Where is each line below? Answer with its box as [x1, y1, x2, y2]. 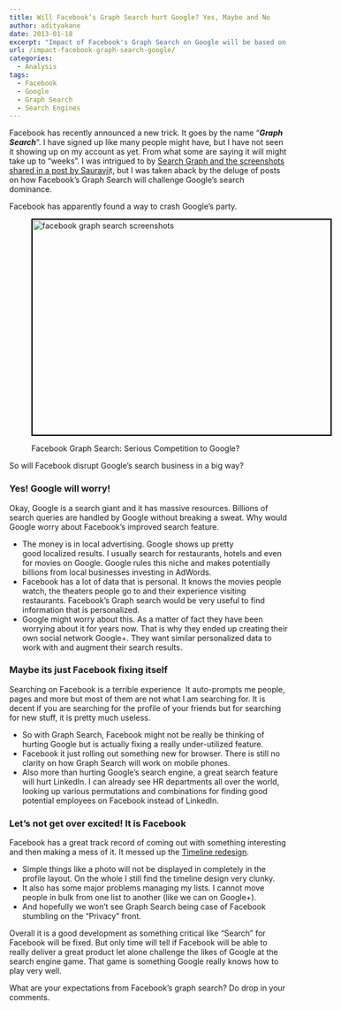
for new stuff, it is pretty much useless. [9, 712, 151, 723]
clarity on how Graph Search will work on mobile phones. [21, 757, 231, 768]
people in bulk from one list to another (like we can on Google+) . [21, 892, 257, 903]
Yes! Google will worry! [9, 483, 111, 495]
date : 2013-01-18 [9, 29, 73, 38]
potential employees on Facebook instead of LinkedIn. [21, 795, 219, 806]
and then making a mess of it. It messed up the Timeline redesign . [9, 846, 249, 858]
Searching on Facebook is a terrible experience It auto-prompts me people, [9, 684, 285, 694]
